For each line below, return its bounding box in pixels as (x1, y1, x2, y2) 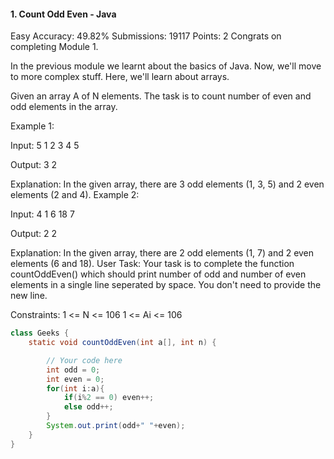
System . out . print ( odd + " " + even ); (46, 421, 186, 431)
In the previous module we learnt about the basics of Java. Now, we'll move (10, 60, 322, 72)
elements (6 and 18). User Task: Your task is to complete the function (10, 258, 295, 270)
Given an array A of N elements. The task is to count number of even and (10, 90, 312, 102)
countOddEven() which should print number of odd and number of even (10, 268, 307, 280)
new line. (10, 290, 48, 302)
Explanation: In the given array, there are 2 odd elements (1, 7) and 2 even (10, 247, 315, 259)
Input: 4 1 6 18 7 (10, 208, 75, 220)
